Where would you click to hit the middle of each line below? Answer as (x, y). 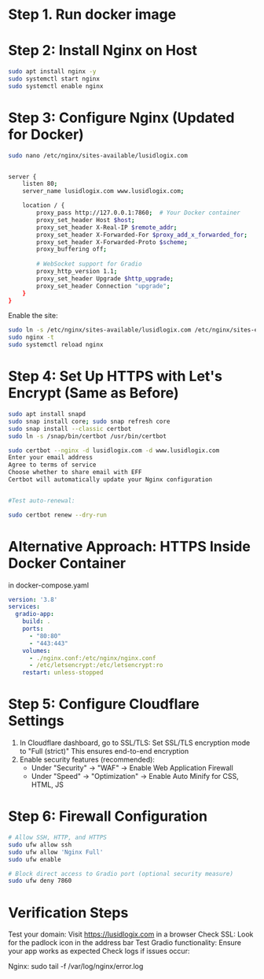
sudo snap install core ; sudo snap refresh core (89, 421)
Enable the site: (33, 316)
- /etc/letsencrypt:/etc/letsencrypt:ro (96, 666)
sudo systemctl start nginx (54, 79)
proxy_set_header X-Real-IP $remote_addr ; (107, 227)
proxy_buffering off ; (72, 250)
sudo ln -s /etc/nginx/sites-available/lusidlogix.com (100, 330)
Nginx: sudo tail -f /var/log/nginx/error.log (76, 966)
